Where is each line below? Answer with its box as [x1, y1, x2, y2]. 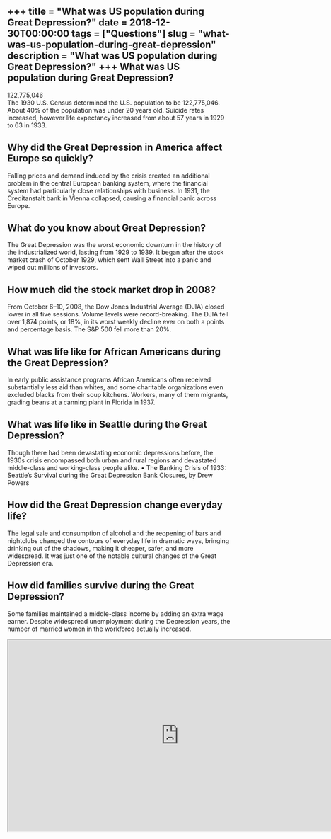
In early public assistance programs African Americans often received [7, 375, 211, 384]
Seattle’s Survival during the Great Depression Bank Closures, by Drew [7, 471, 214, 479]
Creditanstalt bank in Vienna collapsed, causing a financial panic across [7, 194, 217, 202]
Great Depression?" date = [7, 17, 127, 29]
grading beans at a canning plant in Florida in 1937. [7, 398, 156, 406]
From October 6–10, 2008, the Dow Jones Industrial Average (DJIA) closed [7, 302, 225, 311]
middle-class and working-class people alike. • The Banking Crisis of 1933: [7, 463, 226, 472]
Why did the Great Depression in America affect [7, 142, 223, 154]
